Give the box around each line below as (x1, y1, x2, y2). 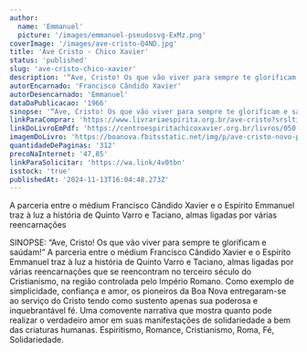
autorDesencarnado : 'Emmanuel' (9, 90, 129, 99)
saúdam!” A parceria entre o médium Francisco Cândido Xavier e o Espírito (9, 247, 291, 258)
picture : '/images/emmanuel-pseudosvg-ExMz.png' (17, 30, 206, 39)
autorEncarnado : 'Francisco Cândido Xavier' (9, 81, 182, 91)
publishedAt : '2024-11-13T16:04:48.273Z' (9, 175, 170, 184)
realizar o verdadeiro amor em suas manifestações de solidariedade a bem (9, 315, 291, 325)
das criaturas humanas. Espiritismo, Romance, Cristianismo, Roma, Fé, (9, 325, 275, 336)
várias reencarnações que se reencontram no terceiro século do (9, 266, 252, 277)
